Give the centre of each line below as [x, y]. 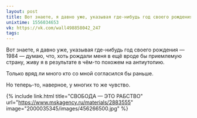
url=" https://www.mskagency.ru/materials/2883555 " [70, 102]
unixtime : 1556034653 [33, 22]
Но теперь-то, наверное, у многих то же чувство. [68, 85]
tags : [13, 33]
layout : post [22, 11]
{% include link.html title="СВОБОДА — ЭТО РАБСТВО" [74, 96]
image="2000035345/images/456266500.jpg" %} [67, 109]
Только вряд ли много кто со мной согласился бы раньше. [80, 74]
